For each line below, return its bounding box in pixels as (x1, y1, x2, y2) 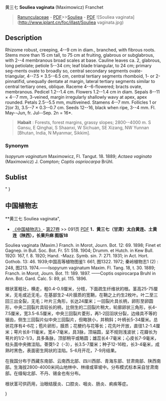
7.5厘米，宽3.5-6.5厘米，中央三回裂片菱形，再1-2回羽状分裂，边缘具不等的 (5, 310, 157, 316)
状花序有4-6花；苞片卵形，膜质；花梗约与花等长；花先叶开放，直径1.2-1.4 (5, 322, 156, 328)
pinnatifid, (5, 78, 26, 84)
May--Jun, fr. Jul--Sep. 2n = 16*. (5, 110, 73, 116)
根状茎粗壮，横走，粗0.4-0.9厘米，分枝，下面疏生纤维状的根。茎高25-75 (5, 285, 154, 291)
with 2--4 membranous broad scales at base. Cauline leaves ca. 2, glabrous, (5, 57, 161, 63)
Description (5, 34, 42, 42)
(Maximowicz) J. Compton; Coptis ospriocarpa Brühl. (5, 159, 114, 164)
